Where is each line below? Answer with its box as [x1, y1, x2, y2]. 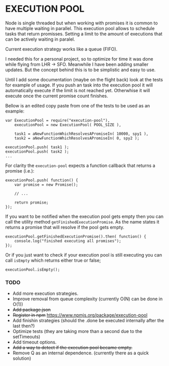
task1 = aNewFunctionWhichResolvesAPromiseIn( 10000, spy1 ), [14, 131, 149, 136]
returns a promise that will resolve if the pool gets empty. [5, 224, 124, 230]
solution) [12, 355, 31, 361]
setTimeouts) [12, 334, 41, 340]
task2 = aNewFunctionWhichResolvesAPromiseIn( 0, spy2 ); [14, 135, 140, 140]
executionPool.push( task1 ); [5, 145, 70, 150]
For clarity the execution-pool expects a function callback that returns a [5, 162, 156, 168]
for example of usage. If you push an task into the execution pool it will [5, 82, 153, 88]
